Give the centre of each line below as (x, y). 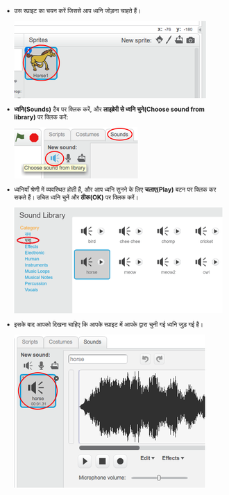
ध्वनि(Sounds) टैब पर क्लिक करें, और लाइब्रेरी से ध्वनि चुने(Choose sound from (109, 109)
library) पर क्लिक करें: (41, 117)
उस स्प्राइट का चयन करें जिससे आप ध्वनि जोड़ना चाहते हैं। (77, 11)
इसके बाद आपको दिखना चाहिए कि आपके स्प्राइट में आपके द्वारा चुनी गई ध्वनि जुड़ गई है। (108, 325)
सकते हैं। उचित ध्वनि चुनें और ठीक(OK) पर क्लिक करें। (76, 197)
